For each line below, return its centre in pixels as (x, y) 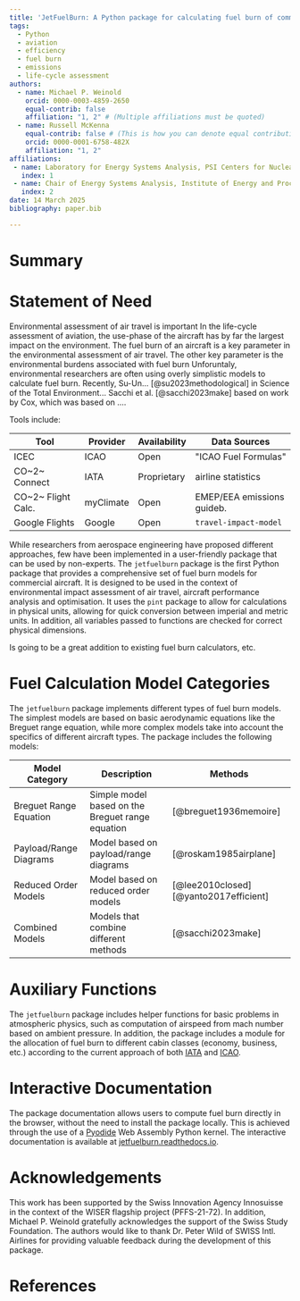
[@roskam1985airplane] (224, 853)
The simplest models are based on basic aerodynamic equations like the (142, 718)
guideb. (211, 508)
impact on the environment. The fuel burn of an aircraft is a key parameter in (150, 345)
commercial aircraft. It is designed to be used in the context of (124, 583)
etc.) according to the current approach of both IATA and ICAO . (125, 1052)
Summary (46, 260)
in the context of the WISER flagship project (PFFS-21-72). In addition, (137, 1212)
